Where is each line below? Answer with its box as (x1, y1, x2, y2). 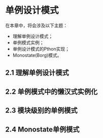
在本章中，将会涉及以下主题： (5, 22, 67, 28)
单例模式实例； (12, 39, 44, 46)
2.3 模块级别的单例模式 (5, 106, 78, 115)
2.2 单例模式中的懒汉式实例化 (5, 87, 98, 96)
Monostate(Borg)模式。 (12, 52, 62, 58)
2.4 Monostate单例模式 (5, 125, 80, 133)
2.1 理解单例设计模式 (5, 68, 70, 77)
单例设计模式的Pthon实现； (12, 46, 70, 52)
